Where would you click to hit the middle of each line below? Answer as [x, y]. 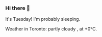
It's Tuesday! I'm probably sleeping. [43, 19]
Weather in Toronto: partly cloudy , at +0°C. [51, 29]
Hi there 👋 [18, 8]
